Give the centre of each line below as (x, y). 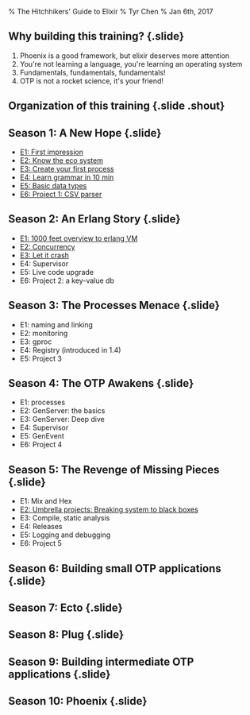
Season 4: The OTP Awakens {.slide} (101, 383)
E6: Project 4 (41, 445)
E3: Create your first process (67, 169)
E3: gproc (36, 342)
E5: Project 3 (40, 358)
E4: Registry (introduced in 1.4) (70, 350)
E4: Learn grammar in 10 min (67, 177)
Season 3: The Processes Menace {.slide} (114, 305)
